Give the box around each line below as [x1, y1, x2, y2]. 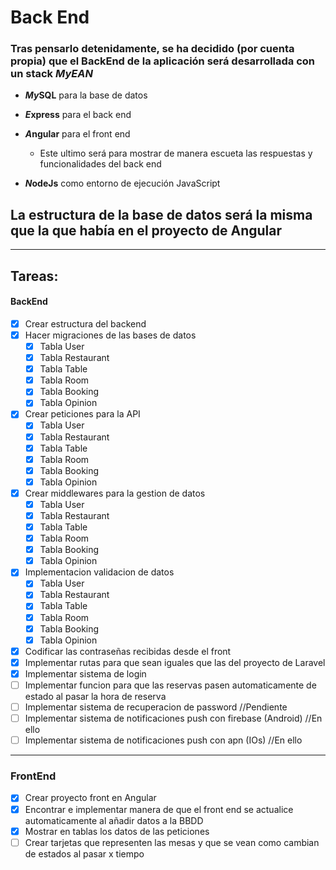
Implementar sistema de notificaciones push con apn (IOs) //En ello [24, 734, 303, 746]
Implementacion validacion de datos [24, 566, 175, 578]
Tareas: [10, 267, 59, 285]
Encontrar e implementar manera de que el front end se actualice [24, 803, 294, 815]
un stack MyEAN [10, 67, 93, 81]
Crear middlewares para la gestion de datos [24, 487, 206, 499]
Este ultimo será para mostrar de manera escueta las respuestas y [39, 147, 313, 160]
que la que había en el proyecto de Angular [10, 222, 283, 239]
